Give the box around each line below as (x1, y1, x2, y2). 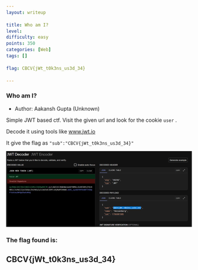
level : (6, 28, 22, 34)
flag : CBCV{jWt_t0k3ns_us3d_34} (6, 65, 85, 71)
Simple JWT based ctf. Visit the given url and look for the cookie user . (6, 116, 177, 124)
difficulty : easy (6, 34, 49, 41)
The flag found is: (6, 236, 58, 244)
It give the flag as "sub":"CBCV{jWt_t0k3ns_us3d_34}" (6, 139, 134, 146)
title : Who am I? (6, 22, 49, 28)
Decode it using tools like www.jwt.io (6, 128, 95, 135)
